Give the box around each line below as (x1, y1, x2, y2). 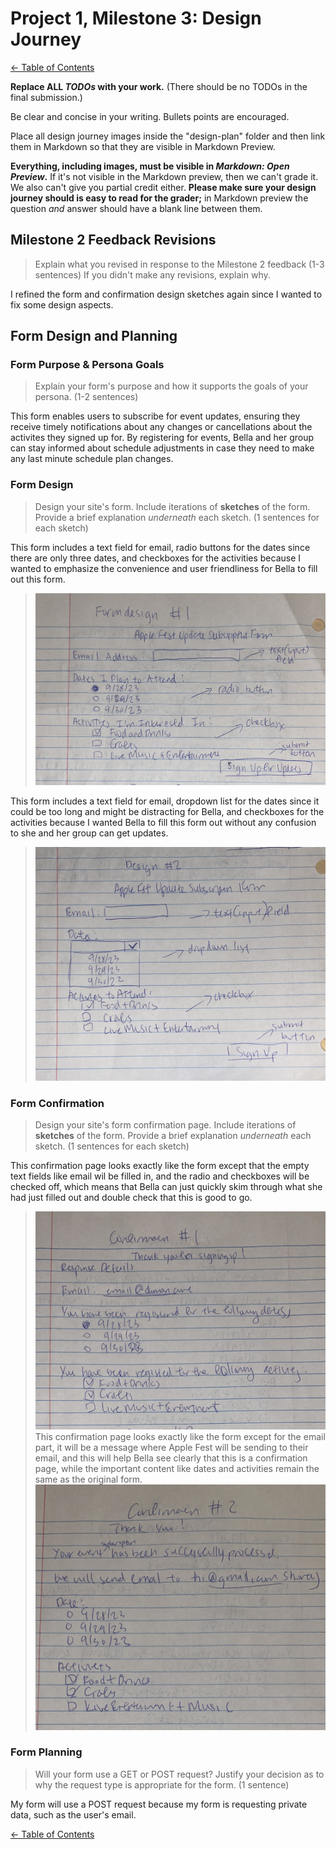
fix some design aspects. (10, 298, 114, 311)
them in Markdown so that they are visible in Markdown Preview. (10, 140, 277, 152)
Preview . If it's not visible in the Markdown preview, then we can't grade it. (10, 170, 319, 182)
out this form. (10, 573, 66, 585)
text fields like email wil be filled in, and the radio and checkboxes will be (10, 1170, 310, 1182)
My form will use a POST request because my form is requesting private (10, 1798, 308, 1810)
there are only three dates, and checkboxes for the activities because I (10, 552, 302, 564)
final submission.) (10, 91, 83, 103)
